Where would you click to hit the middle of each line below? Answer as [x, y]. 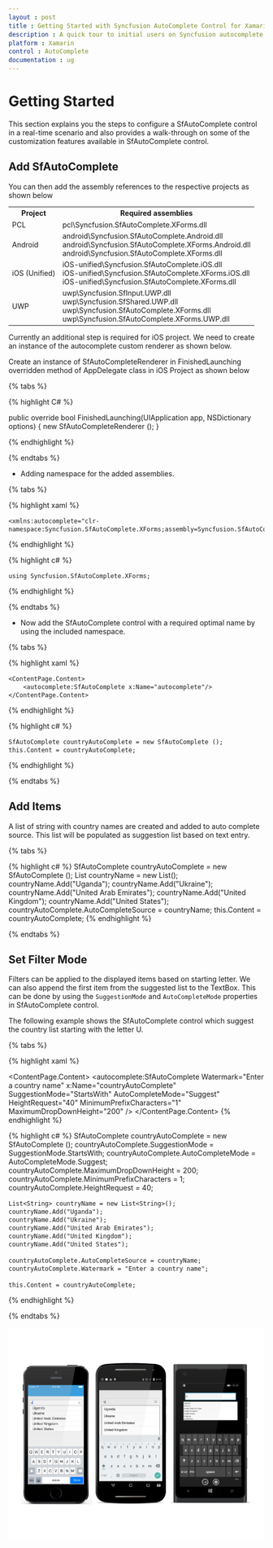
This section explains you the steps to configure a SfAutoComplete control [133, 124]
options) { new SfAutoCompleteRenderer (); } [84, 426]
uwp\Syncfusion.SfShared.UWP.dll [120, 302]
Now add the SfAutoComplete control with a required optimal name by [138, 622]
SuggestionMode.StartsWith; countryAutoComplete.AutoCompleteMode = [132, 1153]
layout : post [32, 17]
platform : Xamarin [41, 43]
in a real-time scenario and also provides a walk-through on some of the [129, 132]
